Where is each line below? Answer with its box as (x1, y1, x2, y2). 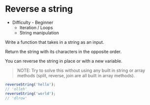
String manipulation (19, 30, 59, 35)
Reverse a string (5, 3, 73, 15)
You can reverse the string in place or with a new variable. (5, 58, 123, 64)
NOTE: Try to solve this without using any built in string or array (17, 67, 146, 73)
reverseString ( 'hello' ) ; (5, 82, 56, 87)
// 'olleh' (5, 87, 27, 91)
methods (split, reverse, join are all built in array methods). (17, 72, 135, 78)
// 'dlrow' (5, 96, 27, 101)
